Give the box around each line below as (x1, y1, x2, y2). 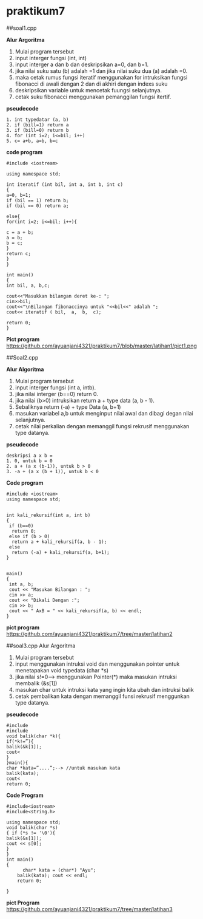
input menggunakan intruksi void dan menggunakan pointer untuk (15, 660, 180, 668)
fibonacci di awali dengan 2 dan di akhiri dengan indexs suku (15, 80, 168, 87)
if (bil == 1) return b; (6, 197, 69, 203)
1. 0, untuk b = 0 (6, 457, 53, 464)
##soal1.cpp (6, 24, 37, 32)
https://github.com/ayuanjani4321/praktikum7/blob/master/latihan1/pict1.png (6, 342, 197, 349)
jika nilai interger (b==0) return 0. (15, 390, 98, 397)
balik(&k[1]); (6, 743, 42, 750)
